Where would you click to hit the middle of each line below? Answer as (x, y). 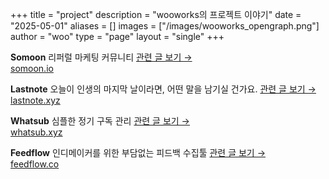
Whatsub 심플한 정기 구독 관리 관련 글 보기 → (100, 121)
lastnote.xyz (35, 100)
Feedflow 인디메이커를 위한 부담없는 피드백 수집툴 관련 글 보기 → (138, 152)
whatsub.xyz (36, 132)
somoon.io (32, 68)
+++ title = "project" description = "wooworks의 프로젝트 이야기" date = (156, 14)
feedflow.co (35, 164)
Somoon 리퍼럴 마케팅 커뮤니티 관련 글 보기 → (101, 57)
